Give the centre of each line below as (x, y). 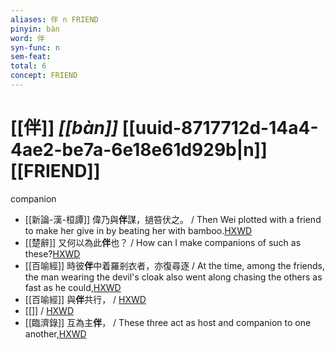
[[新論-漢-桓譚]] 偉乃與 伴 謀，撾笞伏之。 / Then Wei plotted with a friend (173, 219)
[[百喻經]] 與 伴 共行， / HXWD (85, 299)
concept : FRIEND (44, 76)
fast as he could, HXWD (73, 287)
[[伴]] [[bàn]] (64, 128)
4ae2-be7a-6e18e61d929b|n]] (139, 150)
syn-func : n (35, 47)
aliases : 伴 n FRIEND (54, 19)
